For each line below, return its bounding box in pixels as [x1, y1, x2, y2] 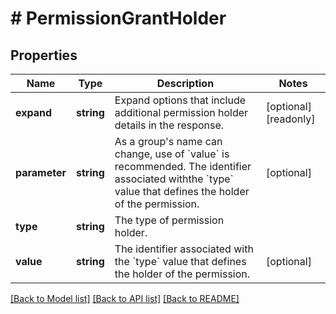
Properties [10, 47, 78, 64]
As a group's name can [114, 135, 223, 148]
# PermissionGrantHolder [10, 7, 227, 30]
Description [156, 77, 215, 90]
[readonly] [266, 112, 316, 126]
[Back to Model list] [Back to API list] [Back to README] [10, 293, 240, 304]
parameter [15, 166, 67, 179]
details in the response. [114, 118, 225, 132]
